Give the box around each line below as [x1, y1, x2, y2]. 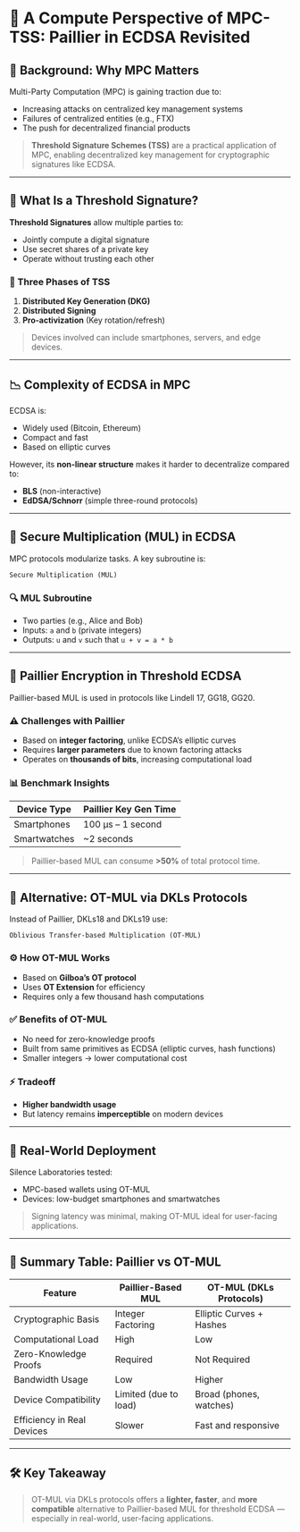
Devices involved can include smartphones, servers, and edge [30, 332, 262, 343]
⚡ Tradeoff [9, 1075, 56, 1088]
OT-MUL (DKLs [206, 1281, 274, 1293]
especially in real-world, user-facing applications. [30, 1512, 214, 1523]
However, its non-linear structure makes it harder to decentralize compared [9, 459, 290, 469]
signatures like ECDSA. [30, 159, 116, 169]
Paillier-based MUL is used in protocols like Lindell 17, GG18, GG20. [9, 692, 255, 703]
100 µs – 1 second [83, 818, 162, 830]
